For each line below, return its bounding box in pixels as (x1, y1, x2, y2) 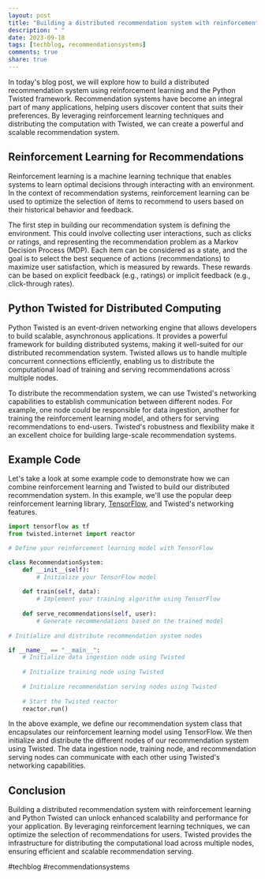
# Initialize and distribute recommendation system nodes (8, 632, 203, 640)
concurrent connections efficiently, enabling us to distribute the (8, 356, 215, 365)
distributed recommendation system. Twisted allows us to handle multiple (8, 348, 247, 357)
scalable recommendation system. (8, 127, 120, 137)
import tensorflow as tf (8, 522, 90, 531)
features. (8, 507, 38, 517)
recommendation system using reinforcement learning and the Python (8, 85, 236, 95)
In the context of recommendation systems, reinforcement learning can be (8, 188, 250, 197)
